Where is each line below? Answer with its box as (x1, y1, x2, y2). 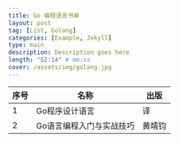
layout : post (8, 19, 52, 27)
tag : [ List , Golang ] (8, 26, 77, 34)
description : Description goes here (8, 48, 130, 56)
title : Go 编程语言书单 (8, 11, 80, 20)
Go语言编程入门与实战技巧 (36, 120, 135, 131)
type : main (8, 41, 45, 49)
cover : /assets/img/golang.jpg (8, 63, 112, 71)
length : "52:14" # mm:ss (8, 56, 91, 64)
